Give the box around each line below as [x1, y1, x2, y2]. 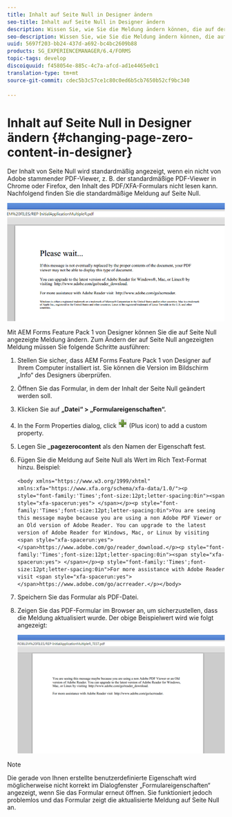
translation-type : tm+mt [7, 69, 79, 76]
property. [17, 429, 44, 438]
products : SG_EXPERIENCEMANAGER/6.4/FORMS [7, 48, 131, 55]
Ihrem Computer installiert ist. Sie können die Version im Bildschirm [17, 363, 209, 372]
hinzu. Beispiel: [17, 463, 61, 472]
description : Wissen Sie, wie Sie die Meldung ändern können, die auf [7, 26, 215, 33]
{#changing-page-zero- [51, 129, 193, 145]
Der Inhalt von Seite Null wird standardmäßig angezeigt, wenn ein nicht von [7, 167, 222, 176]
